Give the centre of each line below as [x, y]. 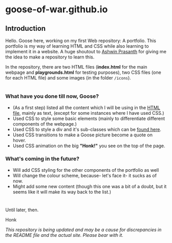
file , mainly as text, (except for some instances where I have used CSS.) [89, 113]
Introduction [26, 28]
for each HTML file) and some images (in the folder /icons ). [68, 78]
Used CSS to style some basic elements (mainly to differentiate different [89, 118]
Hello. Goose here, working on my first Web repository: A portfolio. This [81, 40]
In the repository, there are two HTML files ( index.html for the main [76, 67]
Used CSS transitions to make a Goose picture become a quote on [82, 135]
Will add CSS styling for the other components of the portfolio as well [86, 170]
